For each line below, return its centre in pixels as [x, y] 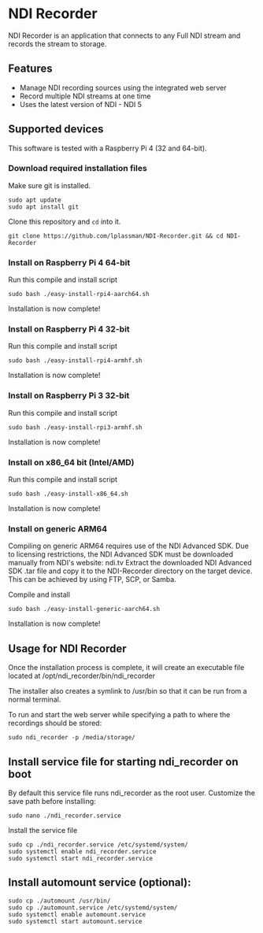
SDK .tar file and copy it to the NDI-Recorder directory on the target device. [130, 571]
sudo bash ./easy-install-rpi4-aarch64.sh [79, 294]
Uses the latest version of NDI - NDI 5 [81, 104]
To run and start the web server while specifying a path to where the [119, 715]
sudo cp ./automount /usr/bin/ [59, 901]
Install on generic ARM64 [58, 528]
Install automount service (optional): [100, 883]
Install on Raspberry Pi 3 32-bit [69, 396]
